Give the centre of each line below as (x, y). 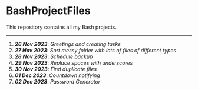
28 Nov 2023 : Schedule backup (54, 56)
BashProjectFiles (48, 11)
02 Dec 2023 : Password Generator (57, 81)
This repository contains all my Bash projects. (61, 27)
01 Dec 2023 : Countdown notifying (57, 75)
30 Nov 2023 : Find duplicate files (56, 69)
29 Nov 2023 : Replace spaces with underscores (74, 62)
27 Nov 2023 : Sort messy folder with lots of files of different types (95, 50)
